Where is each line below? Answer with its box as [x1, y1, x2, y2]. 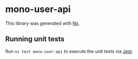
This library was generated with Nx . [5, 20, 80, 26]
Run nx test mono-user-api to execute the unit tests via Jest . [5, 48, 133, 54]
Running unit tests [5, 35, 65, 43]
